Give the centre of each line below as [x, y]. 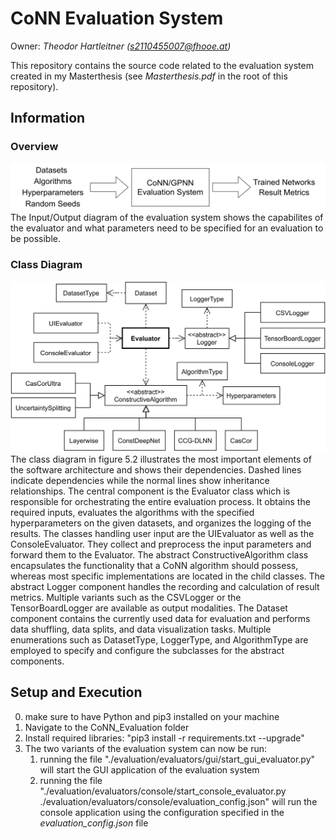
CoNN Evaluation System [117, 18]
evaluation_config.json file [94, 823]
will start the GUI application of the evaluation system [149, 769]
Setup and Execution [76, 692]
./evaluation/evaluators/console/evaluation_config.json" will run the [178, 801]
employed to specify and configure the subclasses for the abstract [147, 650]
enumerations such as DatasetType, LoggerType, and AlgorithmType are [159, 639]
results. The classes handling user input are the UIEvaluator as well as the [162, 533]
